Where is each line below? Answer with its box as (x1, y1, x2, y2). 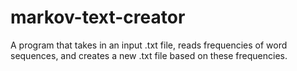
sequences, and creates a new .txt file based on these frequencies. (10, 49, 288, 61)
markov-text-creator (10, 6, 186, 29)
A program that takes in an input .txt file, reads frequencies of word (10, 39, 288, 51)
